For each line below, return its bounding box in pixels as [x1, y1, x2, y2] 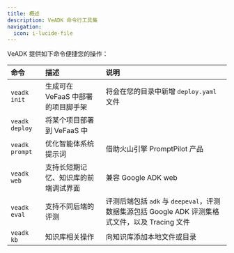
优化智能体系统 [45, 139, 95, 148]
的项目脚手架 [45, 102, 88, 112]
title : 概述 [7, 10, 40, 17]
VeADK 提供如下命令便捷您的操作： [7, 49, 109, 58]
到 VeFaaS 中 [45, 126, 88, 136]
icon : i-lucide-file [13, 29, 73, 37]
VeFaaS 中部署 [45, 92, 93, 102]
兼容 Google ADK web [105, 173, 178, 183]
